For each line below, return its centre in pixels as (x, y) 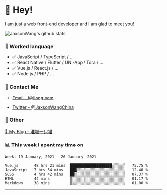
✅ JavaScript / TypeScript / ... (43, 57)
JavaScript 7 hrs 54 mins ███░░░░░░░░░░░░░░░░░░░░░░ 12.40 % (77, 170)
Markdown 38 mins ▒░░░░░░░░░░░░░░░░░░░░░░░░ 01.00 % (77, 183)
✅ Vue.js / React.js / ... (35, 68)
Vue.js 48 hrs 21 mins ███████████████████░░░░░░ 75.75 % (77, 166)
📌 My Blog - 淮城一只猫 (29, 131)
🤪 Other (14, 120)
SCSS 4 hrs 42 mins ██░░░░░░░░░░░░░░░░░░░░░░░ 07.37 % (77, 174)
